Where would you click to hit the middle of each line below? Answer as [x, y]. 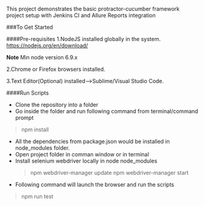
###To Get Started [30, 27]
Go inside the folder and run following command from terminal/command [107, 111]
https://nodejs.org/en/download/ [47, 46]
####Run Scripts [28, 93]
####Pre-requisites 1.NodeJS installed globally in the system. [84, 39]
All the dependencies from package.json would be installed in [92, 141]
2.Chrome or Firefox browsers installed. [56, 69]
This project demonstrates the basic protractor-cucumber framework [93, 9]
